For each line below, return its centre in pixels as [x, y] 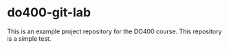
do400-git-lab [49, 13]
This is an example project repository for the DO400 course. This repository [115, 31]
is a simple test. [29, 38]
